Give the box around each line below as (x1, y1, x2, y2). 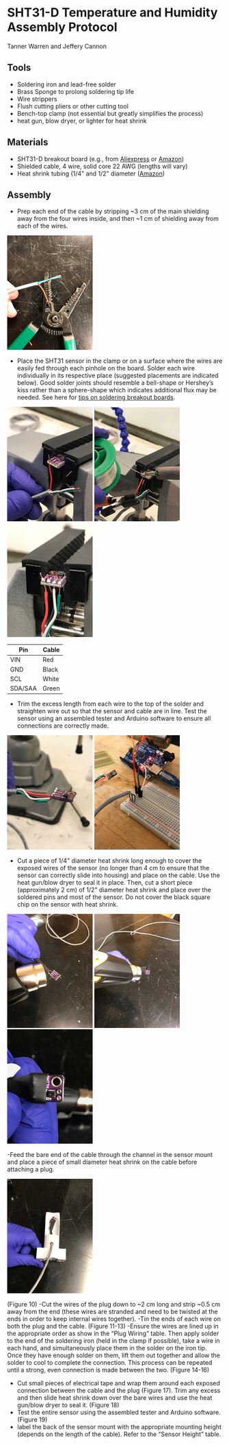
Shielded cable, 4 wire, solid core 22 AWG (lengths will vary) (16, 162, 188, 170)
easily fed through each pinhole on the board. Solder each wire (16, 363, 195, 372)
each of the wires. (16, 222, 68, 230)
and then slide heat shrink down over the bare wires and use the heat (16, 1394, 213, 1402)
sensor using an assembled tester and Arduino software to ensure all (16, 714, 211, 722)
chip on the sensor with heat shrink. (16, 900, 118, 908)
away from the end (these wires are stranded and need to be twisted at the (7, 1307, 218, 1315)
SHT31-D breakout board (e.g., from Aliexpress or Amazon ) (16, 154, 185, 163)
